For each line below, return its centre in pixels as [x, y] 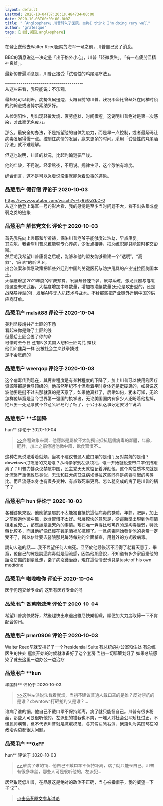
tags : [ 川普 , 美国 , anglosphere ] [35, 32]
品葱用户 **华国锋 [26, 419]
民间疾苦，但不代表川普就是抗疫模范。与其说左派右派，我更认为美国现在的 [83, 724]
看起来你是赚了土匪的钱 [28, 330]
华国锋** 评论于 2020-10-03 [33, 685]
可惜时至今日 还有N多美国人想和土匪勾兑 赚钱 [50, 343]
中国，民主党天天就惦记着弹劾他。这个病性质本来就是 [105, 469]
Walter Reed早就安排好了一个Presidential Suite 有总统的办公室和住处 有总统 [81, 647]
